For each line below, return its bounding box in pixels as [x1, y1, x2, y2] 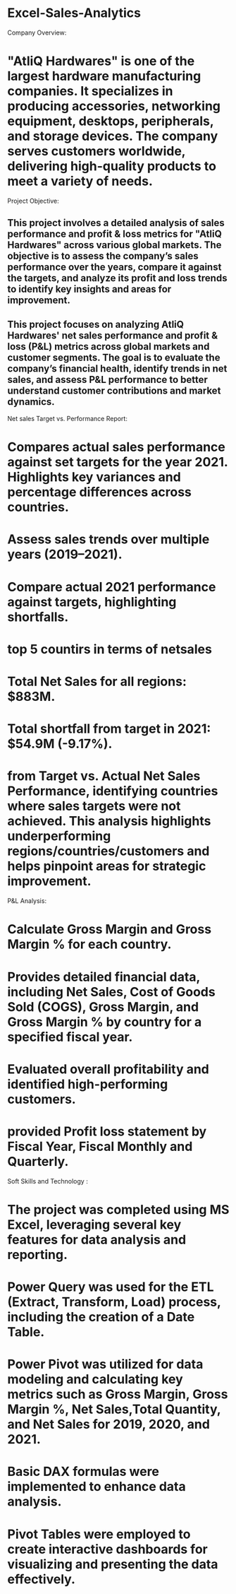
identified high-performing [7, 1076, 168, 1092]
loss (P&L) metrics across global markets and [7, 341, 210, 353]
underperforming [7, 828, 111, 844]
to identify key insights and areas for [7, 283, 172, 295]
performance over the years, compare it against [7, 261, 222, 273]
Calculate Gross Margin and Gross [7, 921, 212, 938]
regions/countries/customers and [7, 843, 210, 859]
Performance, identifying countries [7, 783, 218, 799]
